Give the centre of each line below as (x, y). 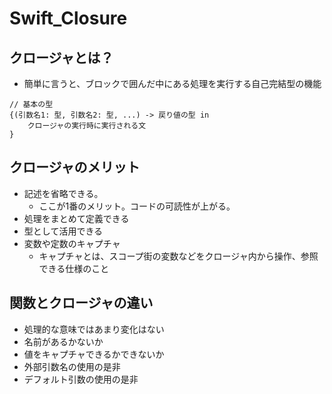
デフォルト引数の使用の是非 (81, 379)
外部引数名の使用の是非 (72, 366)
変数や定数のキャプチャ (72, 243)
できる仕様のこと (74, 268)
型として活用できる (63, 231)
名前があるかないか (63, 341)
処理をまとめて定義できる (76, 218)
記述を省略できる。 (63, 193)
